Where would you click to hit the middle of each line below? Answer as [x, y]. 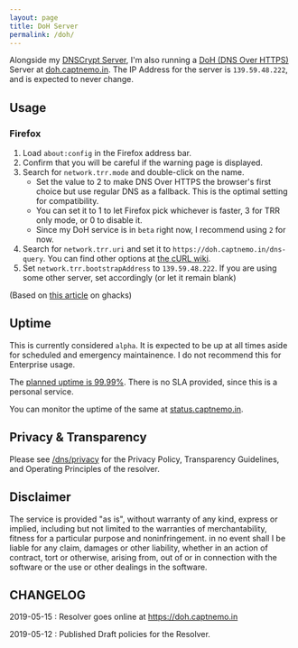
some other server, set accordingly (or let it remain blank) [129, 278]
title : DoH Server [44, 26]
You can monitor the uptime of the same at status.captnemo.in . [126, 409]
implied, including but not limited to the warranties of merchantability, [139, 528]
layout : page [34, 18]
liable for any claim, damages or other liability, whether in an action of [139, 548]
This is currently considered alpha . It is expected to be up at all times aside [149, 345]
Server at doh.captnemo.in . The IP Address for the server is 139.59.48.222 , [149, 69]
